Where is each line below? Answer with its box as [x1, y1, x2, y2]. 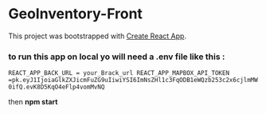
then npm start [8, 97, 58, 107]
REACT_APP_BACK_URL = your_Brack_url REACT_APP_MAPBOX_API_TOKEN [8, 69, 229, 77]
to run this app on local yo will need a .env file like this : [8, 51, 225, 62]
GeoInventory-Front [8, 5, 143, 23]
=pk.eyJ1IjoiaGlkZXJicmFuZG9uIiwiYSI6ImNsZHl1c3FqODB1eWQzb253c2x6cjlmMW [8, 77, 259, 85]
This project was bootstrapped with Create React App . [8, 31, 187, 41]
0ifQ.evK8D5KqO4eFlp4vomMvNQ [8, 83, 105, 92]
